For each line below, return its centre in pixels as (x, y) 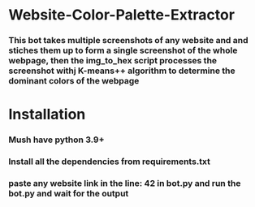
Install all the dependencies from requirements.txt (110, 162)
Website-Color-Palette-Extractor (122, 15)
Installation (47, 114)
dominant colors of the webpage (74, 81)
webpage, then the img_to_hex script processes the (113, 61)
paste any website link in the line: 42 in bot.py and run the (125, 183)
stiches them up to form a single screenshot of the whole (123, 50)
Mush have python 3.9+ (56, 140)
